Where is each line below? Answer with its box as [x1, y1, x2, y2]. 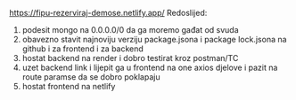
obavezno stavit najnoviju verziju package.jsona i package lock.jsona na [21, 35, 287, 44]
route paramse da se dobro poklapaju [21, 72, 160, 82]
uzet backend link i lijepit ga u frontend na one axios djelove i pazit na [21, 62, 278, 73]
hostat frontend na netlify [21, 81, 116, 91]
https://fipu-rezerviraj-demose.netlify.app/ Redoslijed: [9, 8, 208, 18]
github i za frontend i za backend [21, 43, 144, 54]
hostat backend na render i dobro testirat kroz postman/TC [21, 53, 239, 63]
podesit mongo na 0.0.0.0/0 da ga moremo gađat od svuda [21, 25, 239, 35]
